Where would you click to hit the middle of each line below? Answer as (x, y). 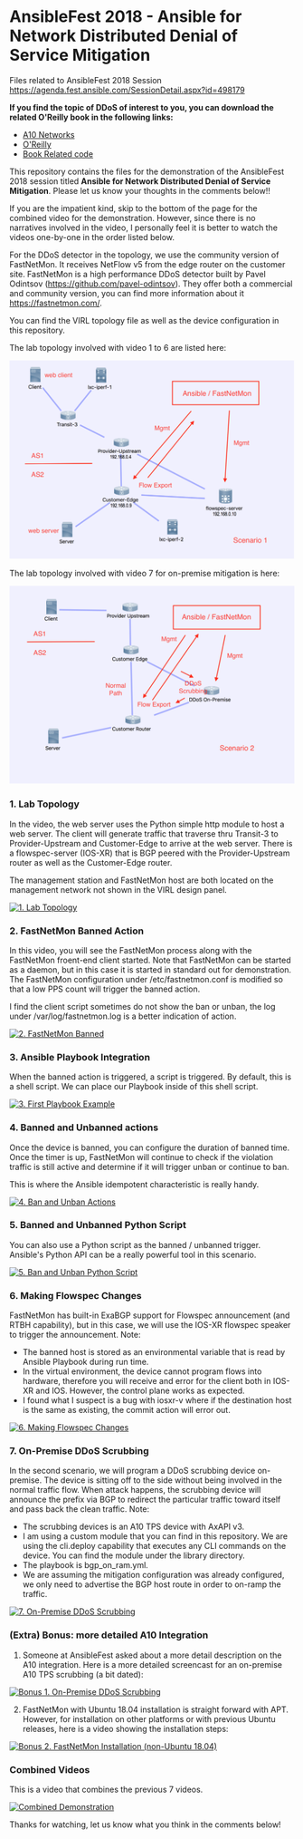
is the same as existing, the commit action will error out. (126, 1410)
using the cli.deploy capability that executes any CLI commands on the (154, 1546)
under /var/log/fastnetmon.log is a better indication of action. (123, 1016)
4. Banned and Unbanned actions (84, 1128)
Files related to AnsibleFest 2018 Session (86, 80)
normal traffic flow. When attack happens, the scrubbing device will (135, 1490)
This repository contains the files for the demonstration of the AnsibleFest (147, 171)
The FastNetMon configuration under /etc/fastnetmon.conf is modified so (146, 979)
